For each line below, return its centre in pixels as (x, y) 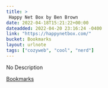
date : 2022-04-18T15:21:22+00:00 (47, 23)
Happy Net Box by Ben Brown (43, 17)
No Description (25, 67)
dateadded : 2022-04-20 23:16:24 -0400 (54, 28)
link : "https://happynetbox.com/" (49, 34)
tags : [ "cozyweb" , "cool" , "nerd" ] (50, 51)
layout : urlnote (26, 45)
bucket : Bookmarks (29, 39)
